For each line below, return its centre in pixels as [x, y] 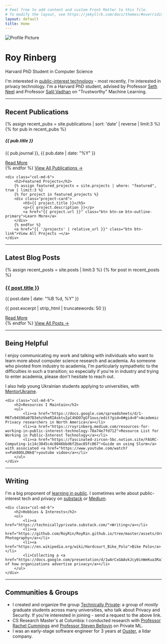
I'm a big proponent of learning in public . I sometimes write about [72, 493]
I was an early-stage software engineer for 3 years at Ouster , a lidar [82, 631]
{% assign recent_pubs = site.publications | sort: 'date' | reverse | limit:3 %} [83, 124]
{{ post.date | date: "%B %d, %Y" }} [42, 299]
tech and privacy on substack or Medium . [64, 498]
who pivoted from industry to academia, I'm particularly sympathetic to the [82, 366]
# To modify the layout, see [35, 14]
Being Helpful [27, 343]
